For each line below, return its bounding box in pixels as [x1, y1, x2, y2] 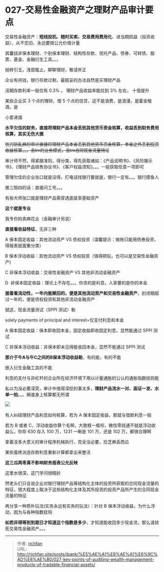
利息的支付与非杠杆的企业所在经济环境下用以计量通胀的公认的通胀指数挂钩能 [5, 375, 159, 381]
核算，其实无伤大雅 [5, 130, 44, 137]
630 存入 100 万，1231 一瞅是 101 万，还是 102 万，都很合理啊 [27, 428, 151, 434]
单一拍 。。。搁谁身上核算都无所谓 [5, 391, 69, 397]
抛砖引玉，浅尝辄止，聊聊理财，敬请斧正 [5, 66, 86, 72]
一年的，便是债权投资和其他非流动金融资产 [9, 296, 95, 302]
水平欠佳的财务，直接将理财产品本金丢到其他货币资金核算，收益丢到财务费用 [5, 125, 159, 130]
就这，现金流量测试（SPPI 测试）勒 [5, 306, 76, 313]
